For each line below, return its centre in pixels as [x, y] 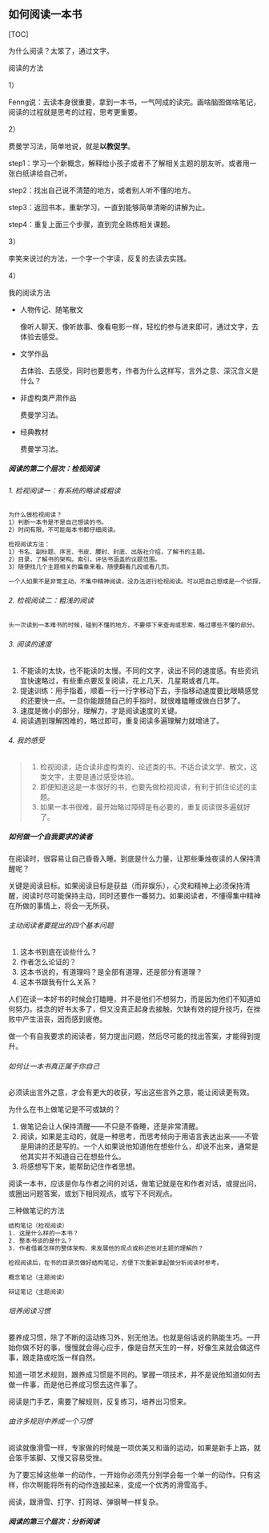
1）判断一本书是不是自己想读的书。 [58, 523]
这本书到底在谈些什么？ [58, 952]
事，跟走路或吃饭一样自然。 [54, 1357]
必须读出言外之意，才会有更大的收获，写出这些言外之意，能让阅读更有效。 [131, 1093]
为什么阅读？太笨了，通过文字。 [61, 51]
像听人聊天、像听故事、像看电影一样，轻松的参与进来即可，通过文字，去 [139, 326]
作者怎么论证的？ [48, 962]
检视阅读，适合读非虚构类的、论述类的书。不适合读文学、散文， [145, 766]
